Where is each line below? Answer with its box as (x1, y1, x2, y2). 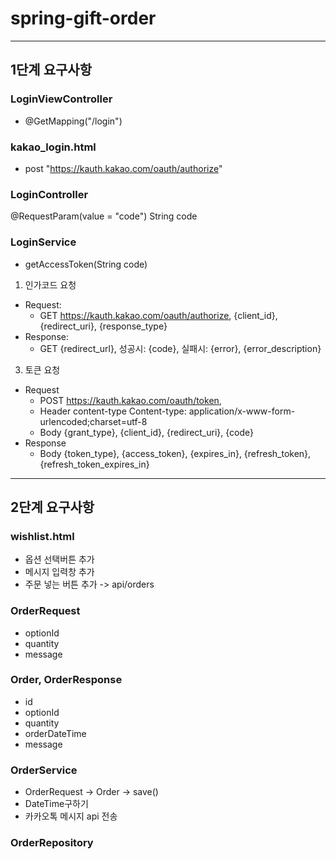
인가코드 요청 (24, 278, 77, 291)
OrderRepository (10, 836, 94, 850)
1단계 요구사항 (10, 62, 92, 79)
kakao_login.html (10, 140, 97, 154)
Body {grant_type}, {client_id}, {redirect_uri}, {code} (39, 426, 255, 438)
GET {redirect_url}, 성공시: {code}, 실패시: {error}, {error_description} (39, 342, 322, 354)
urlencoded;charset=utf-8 (39, 415, 148, 427)
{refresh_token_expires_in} (39, 458, 150, 470)
